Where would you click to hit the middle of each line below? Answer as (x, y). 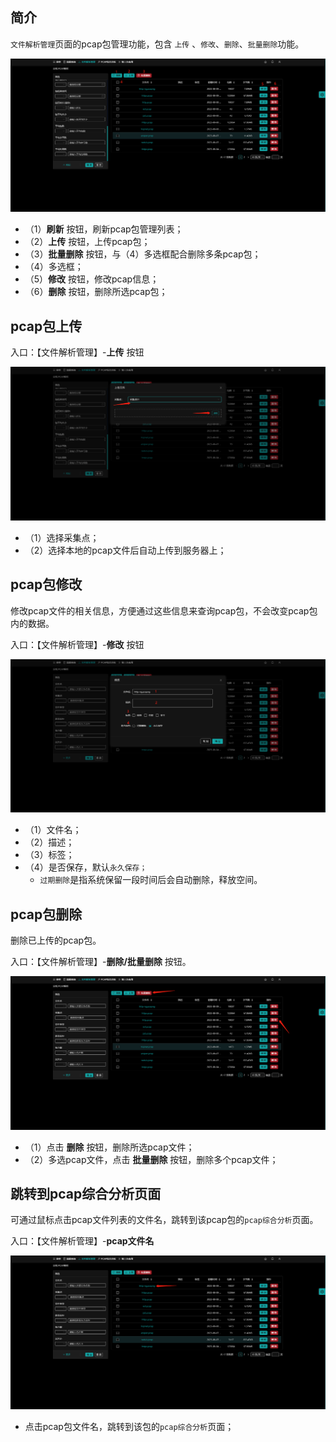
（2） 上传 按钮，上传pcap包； (87, 242)
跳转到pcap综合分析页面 (86, 1194)
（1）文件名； (53, 830)
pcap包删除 (46, 914)
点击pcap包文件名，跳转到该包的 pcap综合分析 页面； (129, 1427)
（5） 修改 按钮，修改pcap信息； (92, 279)
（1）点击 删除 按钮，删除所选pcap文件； (109, 1147)
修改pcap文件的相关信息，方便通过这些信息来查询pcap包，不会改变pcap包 (164, 610)
